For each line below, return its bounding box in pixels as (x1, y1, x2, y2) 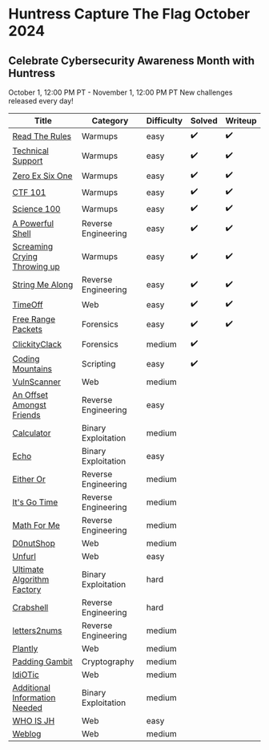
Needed (12, 703, 42, 713)
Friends (12, 410, 42, 420)
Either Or (12, 474, 46, 484)
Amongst (12, 399, 46, 410)
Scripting (81, 359, 116, 369)
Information (12, 692, 56, 703)
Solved (191, 116, 218, 126)
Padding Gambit (12, 656, 74, 667)
